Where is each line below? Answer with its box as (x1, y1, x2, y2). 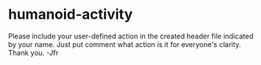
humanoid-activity (8, 5, 133, 23)
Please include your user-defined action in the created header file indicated (8, 31, 254, 41)
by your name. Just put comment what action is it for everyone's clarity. (8, 39, 242, 49)
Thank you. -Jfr (8, 48, 59, 57)
